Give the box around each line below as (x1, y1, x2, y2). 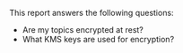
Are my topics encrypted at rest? (22, 25, 144, 34)
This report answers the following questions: (9, 8, 174, 18)
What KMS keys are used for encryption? (22, 34, 175, 44)
